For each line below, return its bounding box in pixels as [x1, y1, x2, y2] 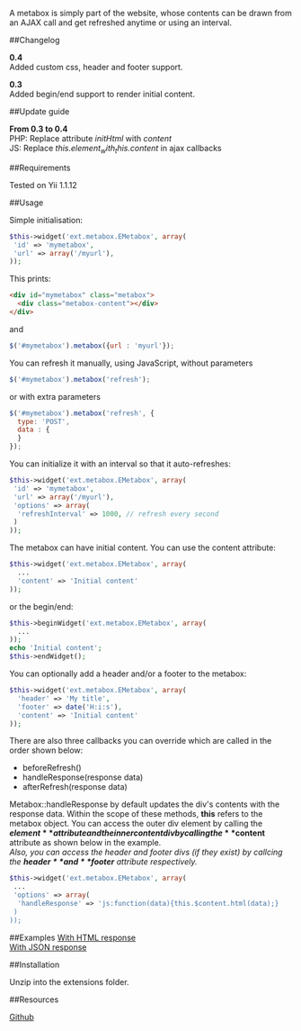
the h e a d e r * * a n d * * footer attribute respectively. [9, 856, 198, 867]
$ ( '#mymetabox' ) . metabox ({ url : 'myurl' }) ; [9, 341, 175, 350]
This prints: [9, 274, 51, 285]
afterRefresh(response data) [22, 782, 128, 792]
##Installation [9, 959, 60, 970]
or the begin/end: [9, 601, 74, 611]
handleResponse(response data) [22, 772, 144, 782]
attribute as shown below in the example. [9, 837, 162, 848]
